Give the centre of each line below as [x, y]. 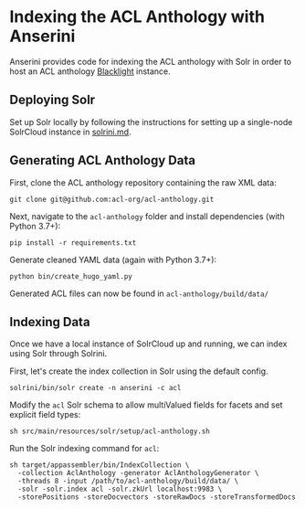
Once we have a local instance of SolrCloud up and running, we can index [148, 344]
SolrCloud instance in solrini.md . [70, 132]
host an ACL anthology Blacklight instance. [90, 71]
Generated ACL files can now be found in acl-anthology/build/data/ [139, 293]
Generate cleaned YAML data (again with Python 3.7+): [113, 260]
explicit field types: [45, 415]
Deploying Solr [53, 100]
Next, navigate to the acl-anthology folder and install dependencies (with [147, 216]
